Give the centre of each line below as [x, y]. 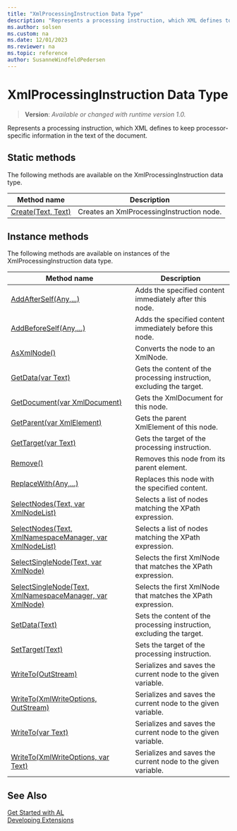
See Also [27, 795]
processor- [212, 128]
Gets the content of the [173, 369]
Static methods [42, 158]
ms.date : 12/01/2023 [38, 40]
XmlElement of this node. [177, 427]
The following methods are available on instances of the [89, 253]
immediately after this [171, 299]
